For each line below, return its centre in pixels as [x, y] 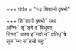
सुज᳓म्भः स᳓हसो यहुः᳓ [27, 41]
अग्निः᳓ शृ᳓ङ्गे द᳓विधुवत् [29, 28]
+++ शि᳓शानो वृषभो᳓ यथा [31, 21]
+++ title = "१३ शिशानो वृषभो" [38, 9]
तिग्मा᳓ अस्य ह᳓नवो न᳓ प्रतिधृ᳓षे [36, 34]
